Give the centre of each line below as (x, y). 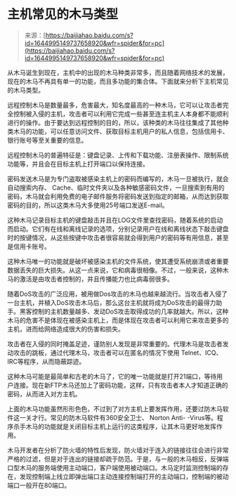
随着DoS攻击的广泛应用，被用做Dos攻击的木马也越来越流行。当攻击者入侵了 (118, 294)
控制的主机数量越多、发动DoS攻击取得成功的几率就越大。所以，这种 (130, 311)
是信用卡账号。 (29, 246)
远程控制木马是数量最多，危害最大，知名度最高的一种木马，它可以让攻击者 (115, 105)
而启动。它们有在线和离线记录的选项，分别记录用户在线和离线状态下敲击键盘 (118, 228)
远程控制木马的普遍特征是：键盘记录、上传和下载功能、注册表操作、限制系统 (118, 155)
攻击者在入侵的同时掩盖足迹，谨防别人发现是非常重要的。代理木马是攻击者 (115, 344)
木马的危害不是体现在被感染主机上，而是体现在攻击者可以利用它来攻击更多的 (118, 320)
